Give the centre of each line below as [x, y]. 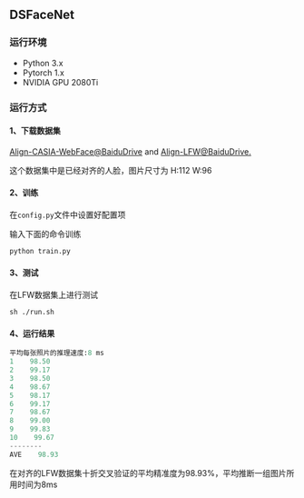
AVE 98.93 [34, 454]
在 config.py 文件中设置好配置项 [68, 215]
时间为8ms [37, 484]
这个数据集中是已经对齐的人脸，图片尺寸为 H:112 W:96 [111, 170]
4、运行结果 [32, 333]
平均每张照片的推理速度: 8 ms [57, 354]
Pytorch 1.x [44, 73]
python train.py [40, 252]
